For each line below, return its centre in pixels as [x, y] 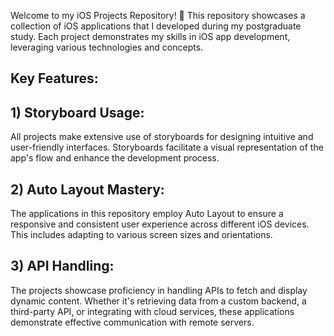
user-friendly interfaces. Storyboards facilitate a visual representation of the [167, 147]
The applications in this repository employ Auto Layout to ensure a [147, 214]
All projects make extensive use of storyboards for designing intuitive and [162, 137]
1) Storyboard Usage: [77, 112]
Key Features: [54, 78]
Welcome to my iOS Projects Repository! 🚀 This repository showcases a [158, 15]
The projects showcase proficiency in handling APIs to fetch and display [159, 290]
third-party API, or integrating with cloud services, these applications [152, 311]
